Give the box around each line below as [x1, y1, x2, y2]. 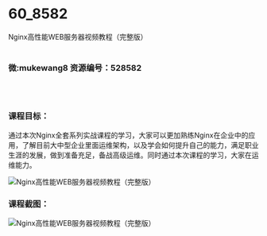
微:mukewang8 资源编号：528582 [8, 62, 142, 73]
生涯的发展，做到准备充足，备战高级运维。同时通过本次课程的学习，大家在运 [8, 150, 259, 160]
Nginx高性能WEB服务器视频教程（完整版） [8, 32, 148, 41]
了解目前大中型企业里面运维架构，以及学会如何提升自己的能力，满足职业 [21, 140, 259, 149]
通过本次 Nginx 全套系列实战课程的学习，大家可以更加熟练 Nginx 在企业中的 [8, 130, 249, 140]
